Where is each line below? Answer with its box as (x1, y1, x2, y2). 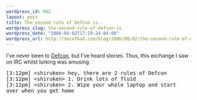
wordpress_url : (6, 36, 43, 42)
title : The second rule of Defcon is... (6, 19, 107, 25)
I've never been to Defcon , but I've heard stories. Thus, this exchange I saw (6, 52, 189, 59)
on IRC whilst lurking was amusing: (6, 58, 91, 65)
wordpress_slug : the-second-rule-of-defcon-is (6, 25, 122, 31)
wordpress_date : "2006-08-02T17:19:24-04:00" (6, 31, 119, 36)
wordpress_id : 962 (6, 8, 51, 15)
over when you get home (6, 88, 74, 94)
